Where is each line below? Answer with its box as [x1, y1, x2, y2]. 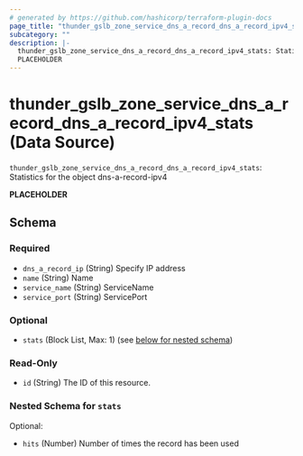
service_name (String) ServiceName [22, 281, 154, 293]
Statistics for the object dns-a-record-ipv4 [9, 171, 168, 182]
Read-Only [9, 357, 59, 369]
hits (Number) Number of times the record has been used [22, 438, 239, 449]
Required [9, 242, 50, 255]
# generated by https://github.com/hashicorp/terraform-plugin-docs [9, 13, 272, 23]
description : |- [9, 38, 70, 48]
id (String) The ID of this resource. [22, 378, 151, 388]
